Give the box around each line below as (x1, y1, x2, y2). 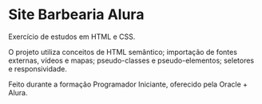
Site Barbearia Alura (8, 6, 145, 24)
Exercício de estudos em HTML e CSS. (8, 32, 136, 41)
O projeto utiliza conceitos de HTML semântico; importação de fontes (8, 47, 238, 56)
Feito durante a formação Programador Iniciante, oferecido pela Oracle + (8, 79, 248, 89)
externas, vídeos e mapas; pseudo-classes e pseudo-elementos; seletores (8, 56, 254, 65)
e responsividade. (8, 64, 68, 73)
